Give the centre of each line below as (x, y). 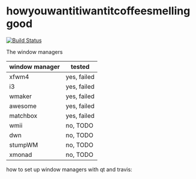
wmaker (20, 96)
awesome (23, 106)
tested (80, 66)
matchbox (23, 116)
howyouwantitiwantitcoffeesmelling (98, 11)
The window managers (34, 51)
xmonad (21, 154)
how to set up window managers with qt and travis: (69, 169)
